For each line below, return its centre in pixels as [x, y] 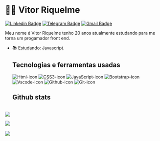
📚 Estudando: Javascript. [38, 48]
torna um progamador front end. [38, 38]
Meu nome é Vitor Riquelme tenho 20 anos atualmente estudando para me [80, 33]
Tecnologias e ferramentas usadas [66, 65]
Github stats [31, 97]
